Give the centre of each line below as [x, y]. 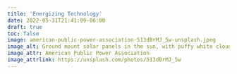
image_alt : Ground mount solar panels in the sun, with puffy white [110, 47]
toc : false [23, 33]
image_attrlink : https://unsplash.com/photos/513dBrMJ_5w [94, 60]
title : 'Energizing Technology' [55, 14]
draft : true [25, 27]
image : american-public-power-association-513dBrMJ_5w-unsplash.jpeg [112, 40]
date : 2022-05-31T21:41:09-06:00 [56, 20]
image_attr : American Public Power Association [79, 54]
